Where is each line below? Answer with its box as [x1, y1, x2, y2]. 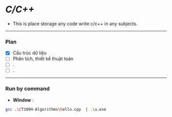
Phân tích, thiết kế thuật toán [12, 55, 74, 62]
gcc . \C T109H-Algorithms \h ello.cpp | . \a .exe [5, 107, 106, 112]
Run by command [5, 85, 50, 92]
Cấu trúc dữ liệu [12, 50, 47, 56]
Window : [12, 96, 34, 103]
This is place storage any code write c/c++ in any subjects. [12, 21, 138, 27]
